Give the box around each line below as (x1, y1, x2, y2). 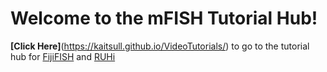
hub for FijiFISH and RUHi (10, 50, 116, 62)
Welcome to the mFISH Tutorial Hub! (10, 7, 318, 30)
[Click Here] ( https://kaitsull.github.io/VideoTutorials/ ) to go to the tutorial (10, 40, 310, 52)
